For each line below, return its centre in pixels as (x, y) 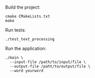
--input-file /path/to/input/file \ (48, 62)
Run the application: (26, 48)
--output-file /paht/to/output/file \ (50, 66)
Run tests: (15, 30)
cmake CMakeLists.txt (28, 16)
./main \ (14, 57)
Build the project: (23, 7)
